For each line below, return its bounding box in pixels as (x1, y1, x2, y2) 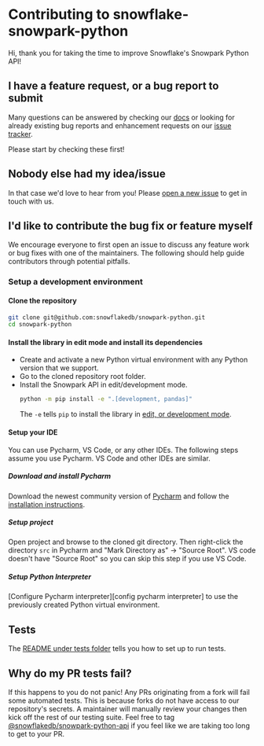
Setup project (8, 517, 53, 527)
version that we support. (19, 363, 100, 373)
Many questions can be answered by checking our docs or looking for (8, 112, 235, 122)
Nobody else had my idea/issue (8, 167, 167, 181)
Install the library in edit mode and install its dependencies (8, 337, 203, 347)
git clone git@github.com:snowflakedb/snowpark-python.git (8, 313, 206, 322)
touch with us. (8, 197, 54, 206)
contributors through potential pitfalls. (8, 257, 130, 266)
